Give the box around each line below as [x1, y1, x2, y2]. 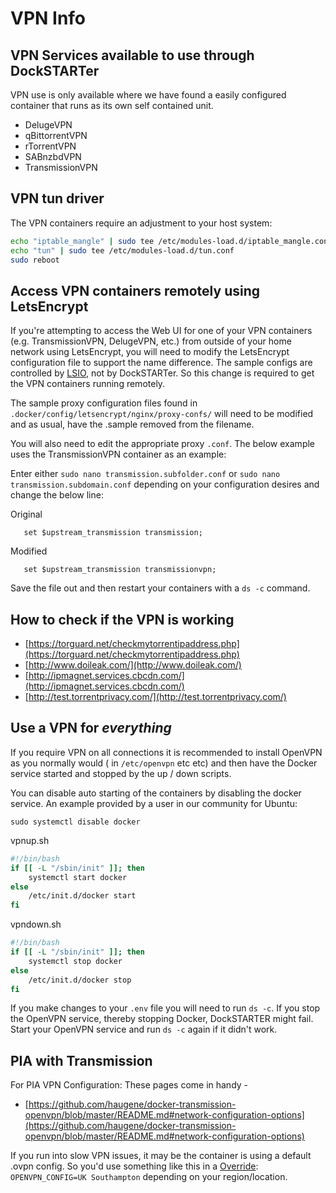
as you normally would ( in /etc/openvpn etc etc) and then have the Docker [10, 757, 318, 769]
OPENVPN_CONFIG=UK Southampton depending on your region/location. [10, 1171, 288, 1183]
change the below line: [10, 489, 104, 501]
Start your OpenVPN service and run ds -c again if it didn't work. [10, 1023, 278, 1036]
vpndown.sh [10, 918, 62, 931]
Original [10, 508, 43, 521]
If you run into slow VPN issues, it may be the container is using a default [10, 1150, 312, 1162]
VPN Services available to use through [10, 47, 255, 64]
